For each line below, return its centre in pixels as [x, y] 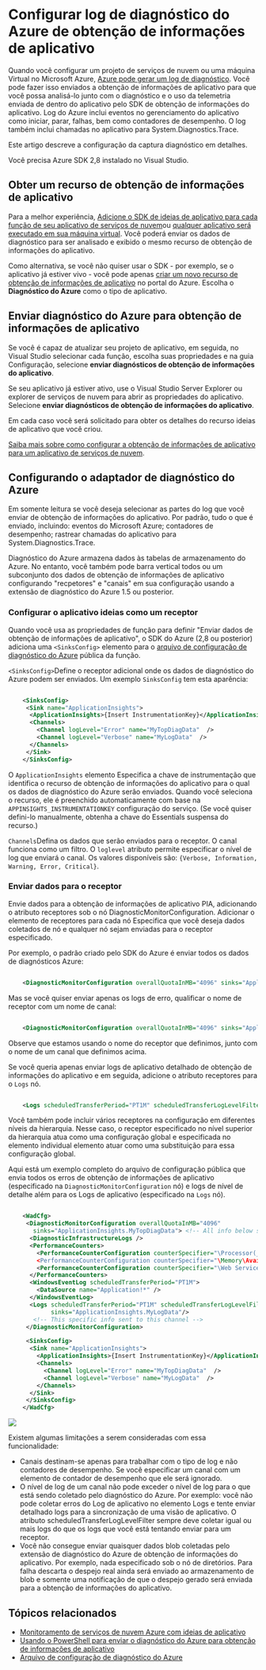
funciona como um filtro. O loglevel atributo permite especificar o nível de [130, 849]
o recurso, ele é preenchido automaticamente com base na [104, 800]
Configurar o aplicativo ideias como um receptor [103, 613]
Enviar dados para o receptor [65, 887]
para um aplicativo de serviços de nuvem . [76, 452]
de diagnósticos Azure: [46, 961]
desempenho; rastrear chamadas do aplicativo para [92, 534]
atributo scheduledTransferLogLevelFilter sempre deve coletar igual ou [135, 1521]
